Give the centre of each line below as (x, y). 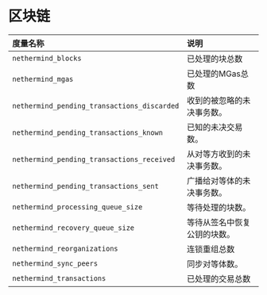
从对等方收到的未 (219, 154)
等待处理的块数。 (219, 207)
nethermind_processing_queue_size (77, 207)
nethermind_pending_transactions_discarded (96, 105)
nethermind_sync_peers (55, 263)
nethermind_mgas (43, 79)
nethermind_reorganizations (65, 248)
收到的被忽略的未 (219, 100)
